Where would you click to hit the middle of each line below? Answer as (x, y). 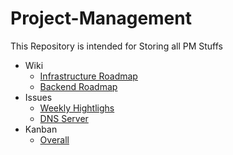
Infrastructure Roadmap (88, 76)
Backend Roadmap (78, 86)
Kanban (41, 129)
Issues (38, 97)
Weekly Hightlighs (77, 108)
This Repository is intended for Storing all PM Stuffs (117, 46)
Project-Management (101, 18)
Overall (54, 139)
